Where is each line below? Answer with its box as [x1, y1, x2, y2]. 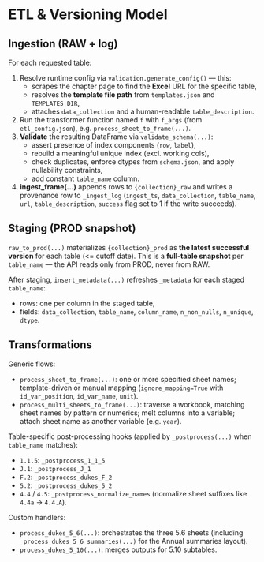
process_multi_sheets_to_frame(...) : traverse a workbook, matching [19, 399, 245, 409]
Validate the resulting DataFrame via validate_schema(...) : [19, 132, 214, 141]
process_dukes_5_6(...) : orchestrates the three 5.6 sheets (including [19, 527, 244, 538]
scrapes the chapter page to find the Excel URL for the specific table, [31, 81, 257, 91]
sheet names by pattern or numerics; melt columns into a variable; [19, 408, 236, 418]
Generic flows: [8, 359, 56, 369]
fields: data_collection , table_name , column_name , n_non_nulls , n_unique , [19, 306, 254, 317]
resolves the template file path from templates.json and [31, 90, 215, 99]
